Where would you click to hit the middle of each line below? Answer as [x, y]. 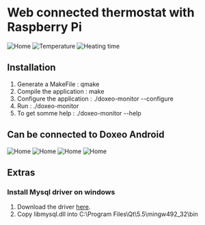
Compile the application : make [60, 91]
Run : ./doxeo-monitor [48, 106]
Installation [31, 67]
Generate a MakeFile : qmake [58, 84]
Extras [21, 172]
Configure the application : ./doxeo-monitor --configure [95, 98]
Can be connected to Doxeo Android [86, 135]
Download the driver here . [54, 207]
